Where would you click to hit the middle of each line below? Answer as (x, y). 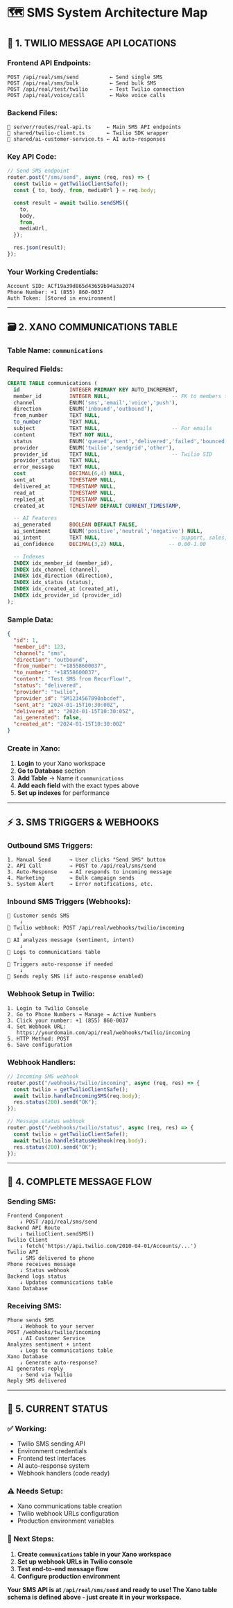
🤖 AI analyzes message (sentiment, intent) (71, 940)
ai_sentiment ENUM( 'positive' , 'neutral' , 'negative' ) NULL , (108, 531)
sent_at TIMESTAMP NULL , (65, 480)
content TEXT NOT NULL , (63, 435)
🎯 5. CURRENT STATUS (58, 1409)
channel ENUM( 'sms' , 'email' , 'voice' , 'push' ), (96, 402)
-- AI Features (35, 518)
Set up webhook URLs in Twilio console (75, 1562)
